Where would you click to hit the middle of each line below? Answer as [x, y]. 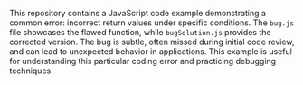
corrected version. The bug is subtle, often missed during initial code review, [152, 42]
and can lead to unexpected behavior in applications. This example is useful [151, 52]
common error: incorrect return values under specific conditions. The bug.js [152, 23]
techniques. [31, 71]
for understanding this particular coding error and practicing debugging [143, 61]
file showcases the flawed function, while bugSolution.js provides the [140, 32]
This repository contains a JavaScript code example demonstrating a [138, 13]
